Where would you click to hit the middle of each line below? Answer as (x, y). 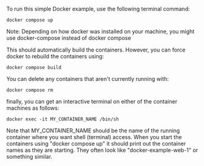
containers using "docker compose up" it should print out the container (96, 144)
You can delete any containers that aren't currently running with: (88, 79)
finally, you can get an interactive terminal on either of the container (92, 101)
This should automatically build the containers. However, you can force (96, 50)
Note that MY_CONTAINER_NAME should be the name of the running (93, 130)
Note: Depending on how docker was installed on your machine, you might (100, 31)
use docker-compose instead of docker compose (69, 38)
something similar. (29, 157)
